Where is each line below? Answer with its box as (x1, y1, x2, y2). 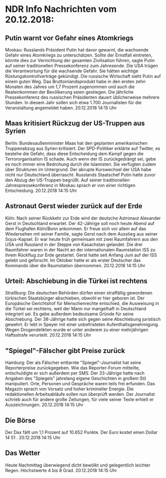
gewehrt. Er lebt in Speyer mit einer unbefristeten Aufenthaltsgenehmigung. (5, 321, 160, 328)
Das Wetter (5, 449, 41, 457)
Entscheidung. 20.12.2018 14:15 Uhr (5, 187, 78, 193)
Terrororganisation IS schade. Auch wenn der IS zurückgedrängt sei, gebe (5, 156, 157, 162)
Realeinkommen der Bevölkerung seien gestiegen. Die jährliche (5, 89, 134, 95)
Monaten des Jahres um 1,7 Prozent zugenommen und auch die (5, 84, 135, 90)
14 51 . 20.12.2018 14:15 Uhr (5, 435, 61, 441)
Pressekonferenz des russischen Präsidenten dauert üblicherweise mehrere (5, 94, 160, 100)
